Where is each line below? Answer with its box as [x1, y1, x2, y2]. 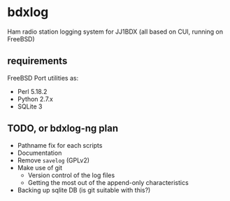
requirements [7, 55, 68, 67]
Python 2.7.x [17, 95, 54, 103]
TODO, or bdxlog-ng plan [7, 123, 119, 134]
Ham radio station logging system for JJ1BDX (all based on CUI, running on [7, 27, 224, 36]
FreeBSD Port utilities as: [7, 74, 79, 82]
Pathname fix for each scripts [17, 141, 103, 149]
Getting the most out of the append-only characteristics [27, 178, 189, 186]
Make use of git [17, 163, 63, 172]
